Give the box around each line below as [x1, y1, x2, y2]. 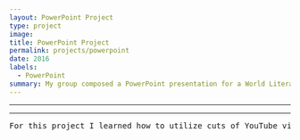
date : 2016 [9, 54, 50, 63]
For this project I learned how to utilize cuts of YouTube [9, 120, 279, 130]
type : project [9, 21, 62, 30]
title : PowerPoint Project [9, 37, 110, 47]
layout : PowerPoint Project [9, 12, 114, 22]
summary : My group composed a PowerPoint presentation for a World [9, 79, 266, 88]
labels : [9, 63, 38, 72]
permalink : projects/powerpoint [9, 46, 129, 55]
